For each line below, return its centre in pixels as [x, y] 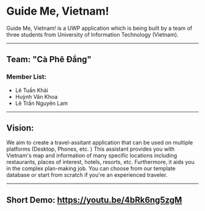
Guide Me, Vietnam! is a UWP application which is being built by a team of [99, 28]
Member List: [27, 77]
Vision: [20, 128]
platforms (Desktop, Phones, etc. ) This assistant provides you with [91, 149]
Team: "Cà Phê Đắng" [49, 59]
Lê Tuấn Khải [32, 90]
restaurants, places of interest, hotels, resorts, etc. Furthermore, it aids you [100, 162]
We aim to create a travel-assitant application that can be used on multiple [100, 143]
